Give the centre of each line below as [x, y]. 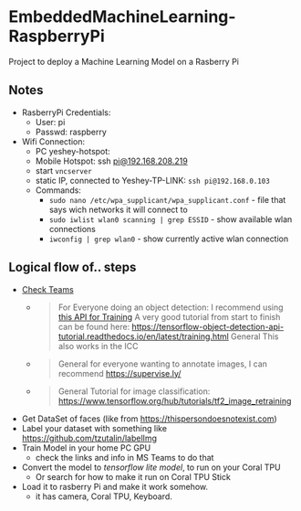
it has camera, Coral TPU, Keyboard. [104, 496]
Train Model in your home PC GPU [86, 447]
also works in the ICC [98, 346]
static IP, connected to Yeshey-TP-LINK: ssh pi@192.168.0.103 [152, 180]
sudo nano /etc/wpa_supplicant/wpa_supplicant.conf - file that [167, 199]
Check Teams [47, 289]
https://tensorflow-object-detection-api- [208, 326]
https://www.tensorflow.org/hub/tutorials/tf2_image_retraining [175, 400]
